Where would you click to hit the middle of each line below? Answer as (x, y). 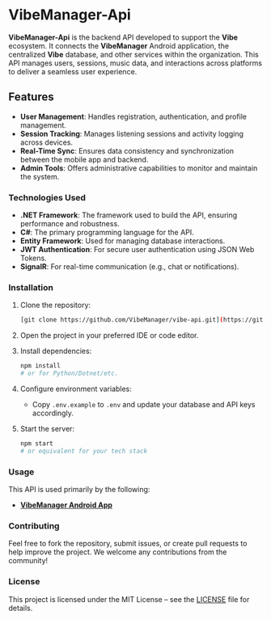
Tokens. (33, 258)
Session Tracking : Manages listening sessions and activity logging (132, 133)
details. (21, 608)
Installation (31, 287)
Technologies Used (47, 197)
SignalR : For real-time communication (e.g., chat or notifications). (129, 267)
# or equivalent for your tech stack (84, 451)
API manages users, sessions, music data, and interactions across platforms (135, 63)
